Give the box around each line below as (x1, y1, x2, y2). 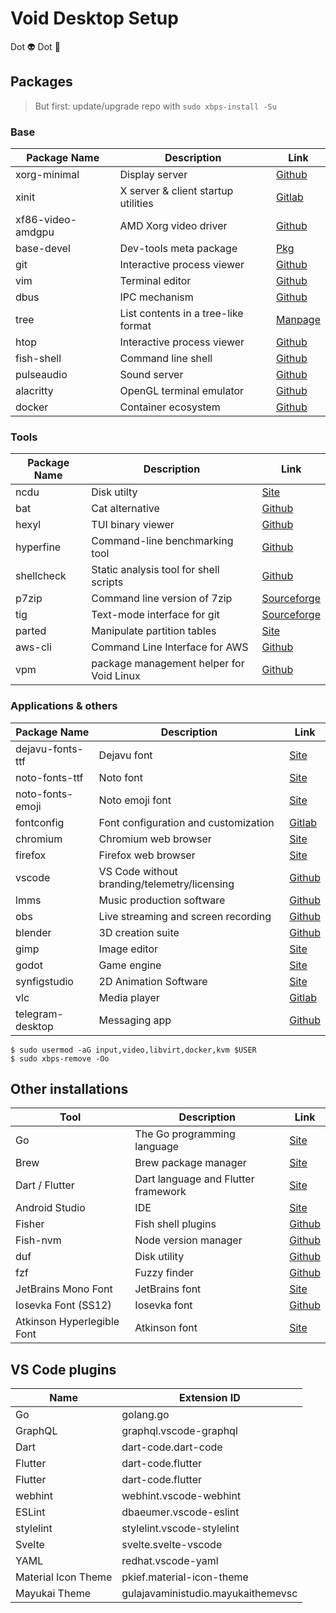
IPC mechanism (119, 290, 194, 304)
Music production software (98, 893, 226, 907)
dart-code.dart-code (121, 1440, 223, 1454)
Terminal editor (119, 274, 192, 288)
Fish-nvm (15, 1233, 62, 1247)
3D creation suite (98, 925, 180, 939)
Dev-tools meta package (119, 242, 238, 256)
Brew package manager (134, 1156, 247, 1170)
